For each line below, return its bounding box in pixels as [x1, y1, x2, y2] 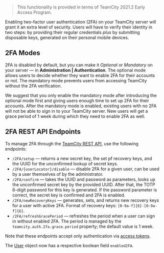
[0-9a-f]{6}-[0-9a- [117, 203, 158, 208]
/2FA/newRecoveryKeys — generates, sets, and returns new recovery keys [12, 197, 159, 203]
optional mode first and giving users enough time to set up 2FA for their [5, 97, 149, 103]
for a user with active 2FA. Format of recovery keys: [12, 202, 117, 208]
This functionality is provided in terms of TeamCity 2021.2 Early [17, 4, 145, 10]
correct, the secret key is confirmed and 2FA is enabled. [12, 192, 126, 198]
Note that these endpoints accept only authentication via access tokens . [5, 233, 151, 239]
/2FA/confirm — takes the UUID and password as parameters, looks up [12, 176, 156, 182]
